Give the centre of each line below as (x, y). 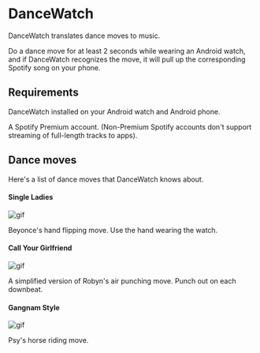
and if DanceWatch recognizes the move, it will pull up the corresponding (127, 59)
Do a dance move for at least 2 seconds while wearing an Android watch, (127, 51)
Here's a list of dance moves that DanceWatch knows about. (106, 179)
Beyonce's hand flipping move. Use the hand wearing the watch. (113, 230)
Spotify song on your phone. (54, 67)
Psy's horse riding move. (48, 340)
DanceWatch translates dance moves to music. (84, 36)
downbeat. (26, 289)
